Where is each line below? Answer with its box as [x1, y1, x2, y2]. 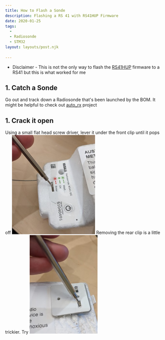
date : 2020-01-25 [5, 18, 41, 23]
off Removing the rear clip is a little [5, 229, 161, 235]
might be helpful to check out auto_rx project [5, 102, 97, 108]
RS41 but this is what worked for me [12, 69, 86, 75]
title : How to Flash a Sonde [5, 8, 65, 13]
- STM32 [9, 40, 26, 45]
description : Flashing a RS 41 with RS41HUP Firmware [5, 13, 119, 18]
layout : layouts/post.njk [5, 45, 58, 50]
